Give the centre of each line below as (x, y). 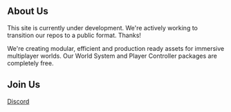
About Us (28, 11)
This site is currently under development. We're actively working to (103, 27)
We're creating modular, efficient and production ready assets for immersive (116, 48)
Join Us (24, 85)
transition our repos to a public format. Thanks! (74, 35)
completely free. (30, 63)
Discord (18, 101)
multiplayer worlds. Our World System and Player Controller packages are (112, 56)
